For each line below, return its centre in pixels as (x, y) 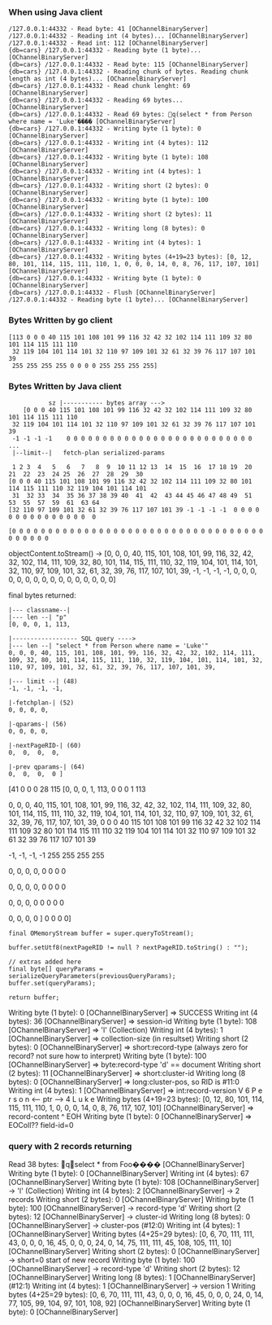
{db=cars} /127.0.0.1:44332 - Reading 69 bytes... (96, 100)
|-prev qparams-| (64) (47, 767)
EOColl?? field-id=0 (41, 1125)
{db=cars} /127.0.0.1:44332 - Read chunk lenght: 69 (99, 86)
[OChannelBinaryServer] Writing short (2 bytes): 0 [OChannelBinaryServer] (134, 1252)
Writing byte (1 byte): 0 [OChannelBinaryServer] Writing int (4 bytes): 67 (129, 1174)
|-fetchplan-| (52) (41, 703)
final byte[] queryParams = (56, 969)
